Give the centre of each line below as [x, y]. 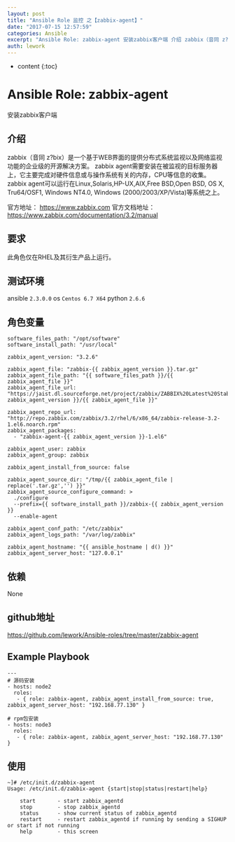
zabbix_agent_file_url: [42, 388]
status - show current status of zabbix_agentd [98, 813]
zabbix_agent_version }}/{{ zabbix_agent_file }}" [83, 400]
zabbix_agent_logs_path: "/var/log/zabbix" [72, 535]
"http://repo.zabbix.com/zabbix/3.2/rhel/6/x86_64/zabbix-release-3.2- [114, 419]
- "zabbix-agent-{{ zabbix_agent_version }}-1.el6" [91, 437]
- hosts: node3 [29, 725]
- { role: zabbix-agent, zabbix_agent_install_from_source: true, [115, 699]
